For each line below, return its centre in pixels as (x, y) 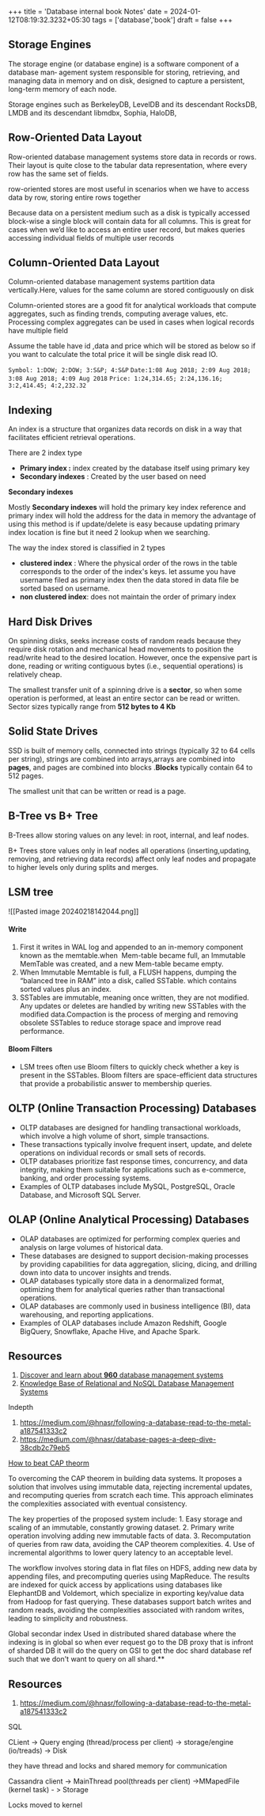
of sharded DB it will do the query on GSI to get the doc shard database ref (130, 1651)
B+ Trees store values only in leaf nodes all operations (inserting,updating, (130, 850)
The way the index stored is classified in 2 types (87, 548)
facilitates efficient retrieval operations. (72, 438)
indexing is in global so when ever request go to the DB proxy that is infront (131, 1643)
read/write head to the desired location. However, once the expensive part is (133, 658)
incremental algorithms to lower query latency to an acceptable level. (121, 1553)
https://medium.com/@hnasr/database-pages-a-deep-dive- (118, 1439)
